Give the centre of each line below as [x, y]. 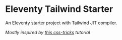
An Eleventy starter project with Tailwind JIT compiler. [61, 23]
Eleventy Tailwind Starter [59, 9]
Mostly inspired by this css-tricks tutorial [48, 32]
